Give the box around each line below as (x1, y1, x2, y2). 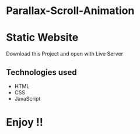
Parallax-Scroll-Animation (6, 4, 135, 18)
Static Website (6, 31, 79, 44)
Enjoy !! (6, 116, 44, 129)
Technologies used (6, 67, 77, 77)
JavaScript (14, 95, 41, 102)
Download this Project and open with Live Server (6, 50, 124, 57)
